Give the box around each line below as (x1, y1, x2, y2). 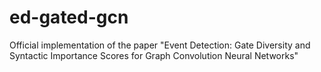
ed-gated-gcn (9, 6, 129, 29)
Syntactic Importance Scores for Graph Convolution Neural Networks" (9, 49, 299, 61)
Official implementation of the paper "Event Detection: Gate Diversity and (9, 39, 311, 51)
